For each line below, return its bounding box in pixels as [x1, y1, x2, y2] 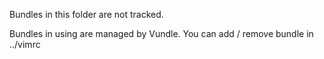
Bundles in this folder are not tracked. [9, 9, 164, 20]
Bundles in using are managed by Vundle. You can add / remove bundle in [9, 28, 314, 39]
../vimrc [9, 39, 41, 50]
